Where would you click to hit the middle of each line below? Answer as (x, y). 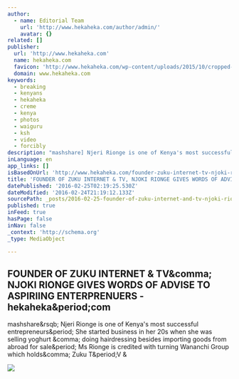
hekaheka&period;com (59, 307)
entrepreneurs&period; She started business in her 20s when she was (110, 332)
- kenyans (28, 93)
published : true (31, 206)
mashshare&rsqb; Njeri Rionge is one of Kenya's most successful (103, 324)
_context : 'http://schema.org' (54, 232)
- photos (27, 119)
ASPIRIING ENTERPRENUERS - (76, 296)
